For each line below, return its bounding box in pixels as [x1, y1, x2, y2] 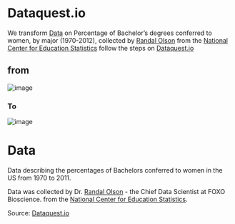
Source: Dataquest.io [7, 208, 70, 217]
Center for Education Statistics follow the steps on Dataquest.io [7, 44, 194, 52]
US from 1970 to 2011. [7, 173, 71, 182]
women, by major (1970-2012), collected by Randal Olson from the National [7, 36, 229, 44]
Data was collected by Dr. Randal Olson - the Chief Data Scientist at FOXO [7, 187, 226, 195]
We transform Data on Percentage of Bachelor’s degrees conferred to [7, 29, 212, 37]
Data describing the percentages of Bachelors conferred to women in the [7, 166, 223, 174]
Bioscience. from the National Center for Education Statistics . [7, 195, 188, 203]
